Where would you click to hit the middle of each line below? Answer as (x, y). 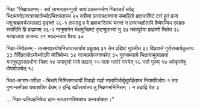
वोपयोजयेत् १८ (20, 68)
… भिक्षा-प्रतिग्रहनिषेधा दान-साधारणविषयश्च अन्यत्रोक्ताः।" (60, 99)
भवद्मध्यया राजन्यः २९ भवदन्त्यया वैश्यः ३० (45, 36)
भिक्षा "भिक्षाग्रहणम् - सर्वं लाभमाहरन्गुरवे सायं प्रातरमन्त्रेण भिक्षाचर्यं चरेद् (70, 9)
